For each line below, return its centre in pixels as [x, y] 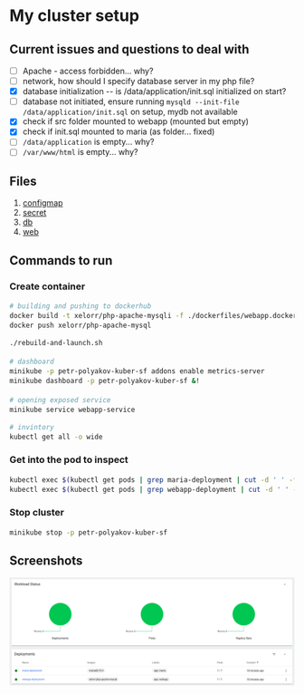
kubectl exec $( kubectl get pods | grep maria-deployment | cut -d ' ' [147, 480]
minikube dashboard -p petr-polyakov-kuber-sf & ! [105, 381]
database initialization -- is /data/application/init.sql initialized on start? [154, 92]
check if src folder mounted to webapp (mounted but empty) [135, 121]
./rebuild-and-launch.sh [56, 342]
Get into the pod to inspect [69, 460]
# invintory [32, 427]
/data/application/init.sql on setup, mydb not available [130, 112]
